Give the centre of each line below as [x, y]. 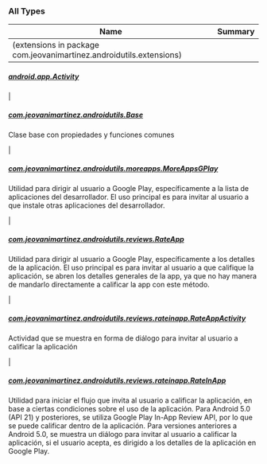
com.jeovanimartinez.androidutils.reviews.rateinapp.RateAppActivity [127, 318]
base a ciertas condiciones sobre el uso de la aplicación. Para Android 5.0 [130, 409]
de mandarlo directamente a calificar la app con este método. [109, 285]
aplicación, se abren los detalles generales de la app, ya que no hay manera [132, 276]
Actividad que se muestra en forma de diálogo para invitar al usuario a [123, 338]
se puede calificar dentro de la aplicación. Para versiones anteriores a [122, 426]
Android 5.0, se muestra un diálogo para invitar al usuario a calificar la [122, 435]
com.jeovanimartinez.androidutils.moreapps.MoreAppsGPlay [113, 168]
